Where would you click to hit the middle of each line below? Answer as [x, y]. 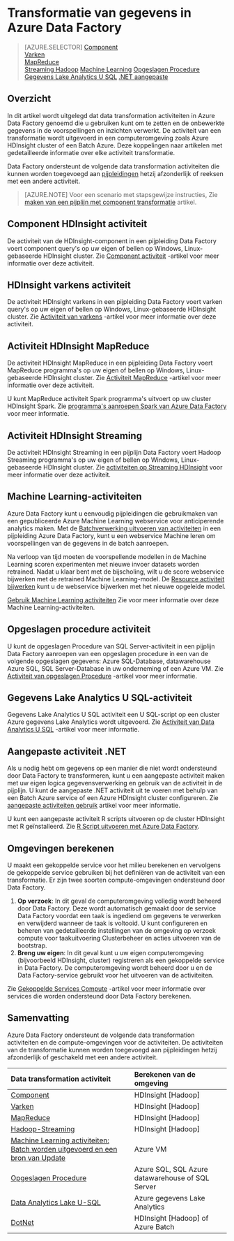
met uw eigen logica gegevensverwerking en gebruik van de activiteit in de [115, 783]
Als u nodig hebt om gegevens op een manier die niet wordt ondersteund [112, 768]
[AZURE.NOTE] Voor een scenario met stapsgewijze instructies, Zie [121, 194]
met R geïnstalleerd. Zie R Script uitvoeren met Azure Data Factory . [103, 827]
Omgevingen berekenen [61, 848]
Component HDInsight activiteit [77, 224]
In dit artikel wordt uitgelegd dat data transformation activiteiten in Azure [111, 115]
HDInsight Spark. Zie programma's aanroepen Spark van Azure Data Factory [117, 406]
